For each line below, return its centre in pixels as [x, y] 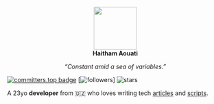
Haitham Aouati [115, 53]
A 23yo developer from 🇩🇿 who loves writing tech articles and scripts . [108, 93]
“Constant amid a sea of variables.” [115, 66]
